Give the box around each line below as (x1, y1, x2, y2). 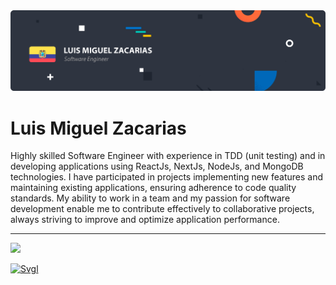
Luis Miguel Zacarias (10, 117, 187, 139)
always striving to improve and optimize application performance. (10, 214, 280, 226)
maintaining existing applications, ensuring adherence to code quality (10, 182, 297, 194)
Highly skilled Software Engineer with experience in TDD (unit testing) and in (10, 150, 326, 162)
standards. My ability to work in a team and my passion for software (10, 192, 291, 204)
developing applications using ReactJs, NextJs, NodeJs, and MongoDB (10, 160, 304, 173)
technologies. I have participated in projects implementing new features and (10, 171, 324, 183)
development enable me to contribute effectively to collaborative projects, (10, 203, 315, 215)
